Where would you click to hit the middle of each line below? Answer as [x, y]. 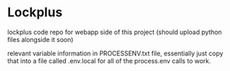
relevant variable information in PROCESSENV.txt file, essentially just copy [115, 53]
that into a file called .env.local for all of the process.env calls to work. [109, 60]
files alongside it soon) [40, 39]
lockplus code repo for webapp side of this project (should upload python [115, 32]
